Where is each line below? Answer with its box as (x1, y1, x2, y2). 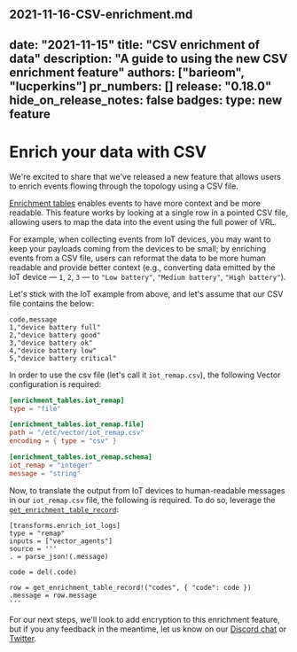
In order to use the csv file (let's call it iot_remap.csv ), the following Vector (9, 369, 281, 380)
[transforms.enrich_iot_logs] (9, 521, 121, 530)
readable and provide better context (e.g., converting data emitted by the (9, 261, 277, 273)
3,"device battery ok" (9, 338, 93, 347)
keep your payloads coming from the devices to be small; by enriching (9, 243, 267, 253)
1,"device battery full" (9, 322, 101, 331)
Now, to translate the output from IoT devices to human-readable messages (9, 485, 285, 495)
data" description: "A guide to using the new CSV (9, 50, 288, 66)
